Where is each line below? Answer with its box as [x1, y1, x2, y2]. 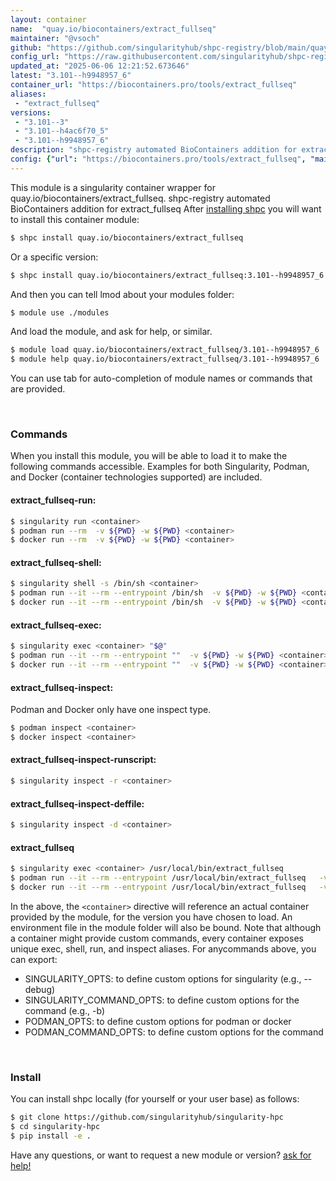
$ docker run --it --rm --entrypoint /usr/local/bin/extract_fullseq [10, 882, 307, 892]
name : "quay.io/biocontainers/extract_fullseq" [10, 24, 217, 34]
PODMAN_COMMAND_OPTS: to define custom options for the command [24, 1026, 324, 1038]
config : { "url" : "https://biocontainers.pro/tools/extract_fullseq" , [10, 154, 307, 164]
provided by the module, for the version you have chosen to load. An [10, 911, 293, 923]
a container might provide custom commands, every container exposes [10, 932, 304, 944]
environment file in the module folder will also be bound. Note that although [10, 921, 322, 933]
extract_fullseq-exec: [10, 619, 102, 631]
